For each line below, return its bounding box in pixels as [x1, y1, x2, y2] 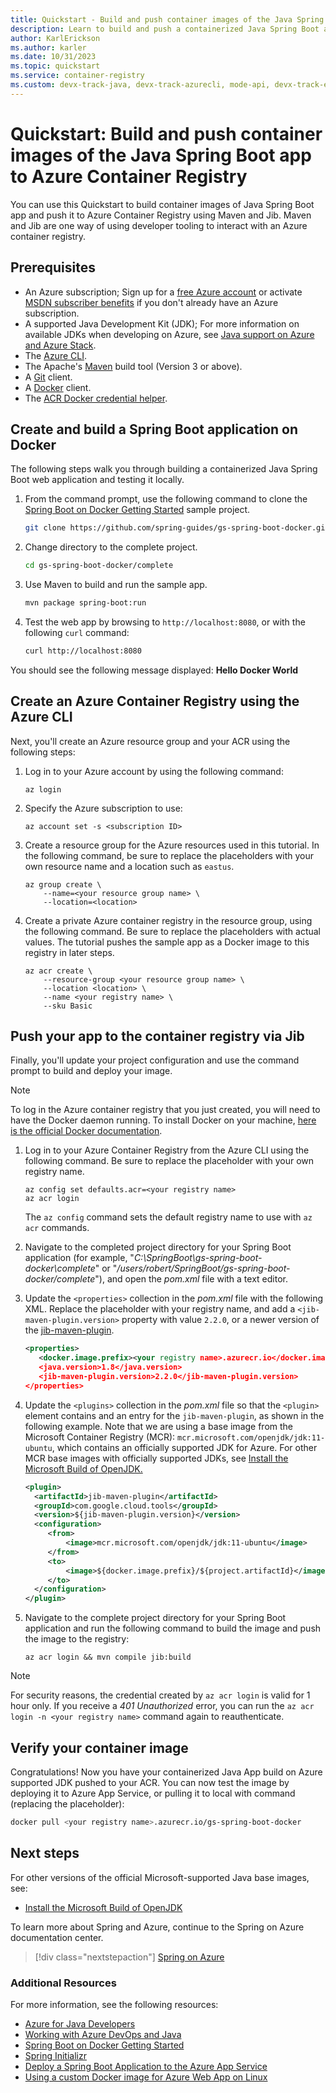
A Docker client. [24, 381, 92, 393]
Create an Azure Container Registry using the [10, 693, 300, 710]
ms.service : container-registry [10, 71, 145, 81]
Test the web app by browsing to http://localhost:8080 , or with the [24, 616, 306, 628]
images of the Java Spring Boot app [10, 144, 312, 166]
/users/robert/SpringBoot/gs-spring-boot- [116, 1262, 291, 1275]
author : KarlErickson [10, 33, 101, 43]
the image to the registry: [24, 1633, 130, 1645]
